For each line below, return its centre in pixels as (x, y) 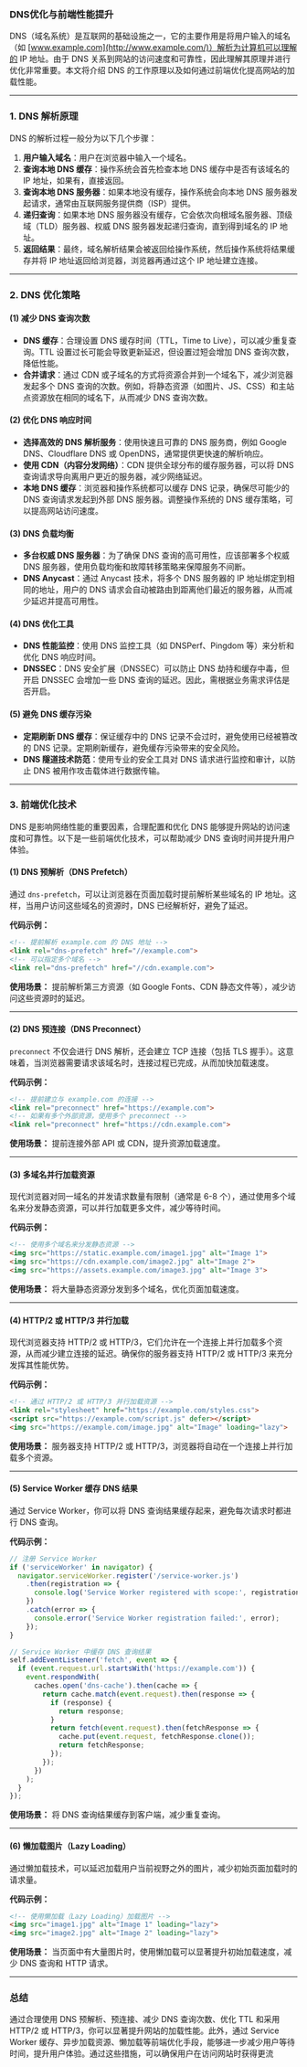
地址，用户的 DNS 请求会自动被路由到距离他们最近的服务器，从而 (162, 590)
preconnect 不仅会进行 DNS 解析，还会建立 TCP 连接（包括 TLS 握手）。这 (148, 1051)
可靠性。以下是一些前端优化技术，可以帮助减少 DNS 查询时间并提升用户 (160, 837)
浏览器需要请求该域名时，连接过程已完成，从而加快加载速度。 (157, 1062)
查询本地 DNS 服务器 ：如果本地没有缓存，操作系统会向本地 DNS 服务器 (156, 192)
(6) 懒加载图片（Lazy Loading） (70, 1846)
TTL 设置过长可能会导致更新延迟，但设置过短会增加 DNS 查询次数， (166, 352)
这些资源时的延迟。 (53, 997)
